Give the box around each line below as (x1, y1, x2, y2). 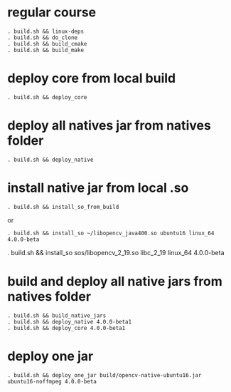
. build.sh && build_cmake (7, 40, 87, 47)
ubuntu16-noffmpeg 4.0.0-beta (7, 378, 97, 385)
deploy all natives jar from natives (7, 118, 211, 134)
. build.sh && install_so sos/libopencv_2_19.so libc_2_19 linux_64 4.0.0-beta (7, 248, 225, 257)
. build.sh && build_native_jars (7, 311, 107, 319)
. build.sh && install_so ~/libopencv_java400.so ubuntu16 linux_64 (7, 229, 215, 237)
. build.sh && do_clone (7, 33, 78, 41)
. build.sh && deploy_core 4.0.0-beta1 (7, 324, 126, 331)
